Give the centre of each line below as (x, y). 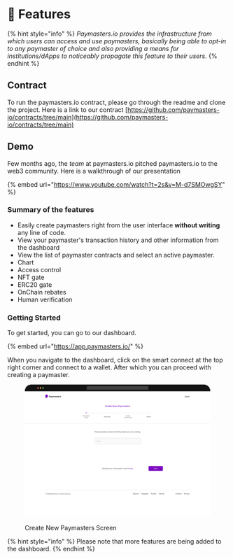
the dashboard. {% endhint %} (51, 549)
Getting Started (34, 318)
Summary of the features (51, 210)
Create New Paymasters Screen (71, 528)
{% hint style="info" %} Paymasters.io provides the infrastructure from (110, 34)
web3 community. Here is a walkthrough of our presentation (94, 171)
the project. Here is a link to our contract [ (68, 109)
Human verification (45, 299)
